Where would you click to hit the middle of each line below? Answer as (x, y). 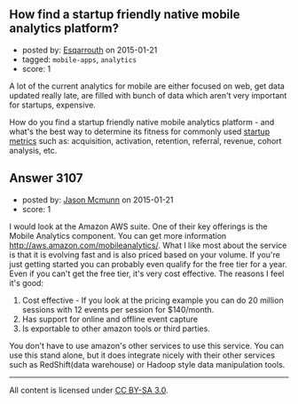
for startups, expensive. (52, 105)
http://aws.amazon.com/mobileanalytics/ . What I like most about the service (148, 245)
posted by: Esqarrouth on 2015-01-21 (90, 50)
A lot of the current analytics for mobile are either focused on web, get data (147, 86)
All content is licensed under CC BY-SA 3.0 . (89, 390)
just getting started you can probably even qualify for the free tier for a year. (148, 264)
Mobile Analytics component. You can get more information (118, 235)
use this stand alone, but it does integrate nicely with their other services (142, 355)
